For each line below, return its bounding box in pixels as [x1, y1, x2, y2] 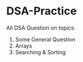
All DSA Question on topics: [6, 24, 76, 31]
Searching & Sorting [15, 48, 66, 55]
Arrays [15, 42, 32, 49]
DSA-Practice [6, 4, 78, 18]
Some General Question [15, 36, 76, 43]
